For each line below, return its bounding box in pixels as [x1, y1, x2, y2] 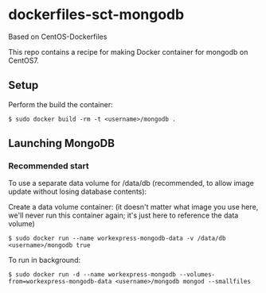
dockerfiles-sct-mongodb [8, 6, 185, 24]
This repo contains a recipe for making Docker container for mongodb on [8, 47, 248, 56]
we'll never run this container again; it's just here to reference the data [8, 210, 239, 220]
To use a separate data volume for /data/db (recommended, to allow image [8, 179, 255, 188]
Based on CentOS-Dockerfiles [8, 32, 108, 41]
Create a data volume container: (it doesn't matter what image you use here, [8, 202, 259, 212]
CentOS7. [8, 56, 40, 65]
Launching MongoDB [8, 137, 115, 150]
